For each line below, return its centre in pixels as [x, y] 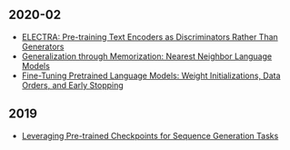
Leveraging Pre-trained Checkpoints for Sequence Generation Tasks [150, 135]
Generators [43, 46]
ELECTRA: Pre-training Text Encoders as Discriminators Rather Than [150, 36]
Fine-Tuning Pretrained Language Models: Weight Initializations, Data [151, 75]
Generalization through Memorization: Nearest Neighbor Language [147, 56]
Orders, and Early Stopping [72, 85]
